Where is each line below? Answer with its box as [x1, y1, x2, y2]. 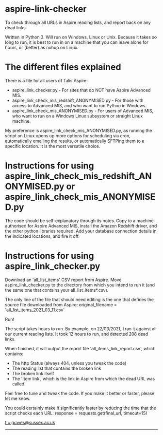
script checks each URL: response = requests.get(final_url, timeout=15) [5, 410, 147, 416]
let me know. [5, 396, 31, 401]
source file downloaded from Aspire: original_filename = [5, 302, 117, 307]
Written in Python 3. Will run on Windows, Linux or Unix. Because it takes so [5, 34, 157, 40]
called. [12, 381, 26, 387]
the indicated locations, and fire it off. [5, 233, 80, 239]
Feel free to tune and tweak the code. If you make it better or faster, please [5, 390, 155, 396]
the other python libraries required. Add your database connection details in [5, 228, 157, 234]
